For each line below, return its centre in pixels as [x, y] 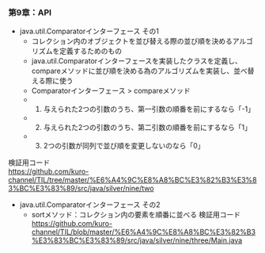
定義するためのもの [91, 51]
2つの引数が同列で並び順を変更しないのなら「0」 [124, 146]
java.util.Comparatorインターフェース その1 [89, 31]
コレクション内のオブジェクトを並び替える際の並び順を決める [132, 41]
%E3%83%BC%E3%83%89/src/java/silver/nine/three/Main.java [137, 240]
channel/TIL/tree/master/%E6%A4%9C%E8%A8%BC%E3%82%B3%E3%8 [132, 180]
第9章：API [30, 12]
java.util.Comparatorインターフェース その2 [90, 205]
